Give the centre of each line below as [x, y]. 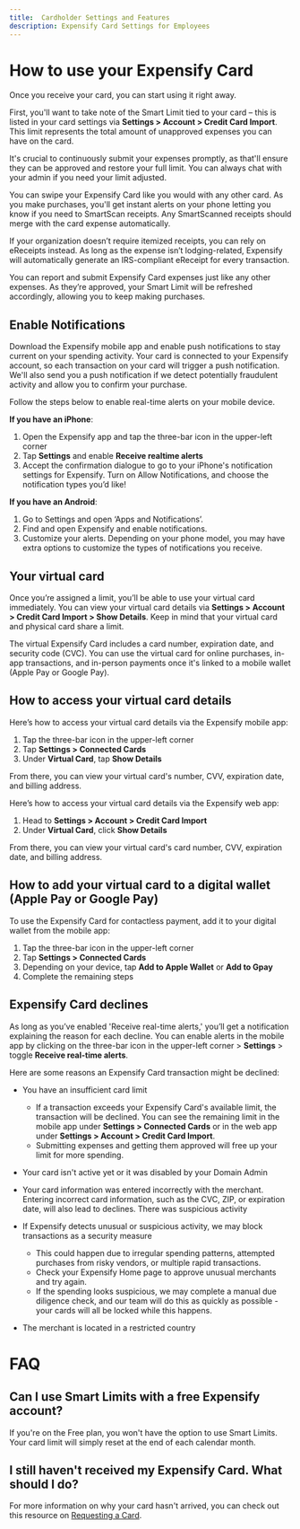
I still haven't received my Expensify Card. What [146, 1470]
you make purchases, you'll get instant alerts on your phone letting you [140, 205]
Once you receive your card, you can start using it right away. [123, 95]
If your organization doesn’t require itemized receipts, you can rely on [138, 241]
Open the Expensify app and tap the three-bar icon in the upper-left [147, 437]
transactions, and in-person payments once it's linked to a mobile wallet [158, 663]
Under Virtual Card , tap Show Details [92, 759]
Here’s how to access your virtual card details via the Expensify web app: [144, 803]
